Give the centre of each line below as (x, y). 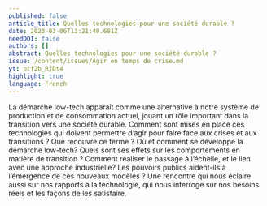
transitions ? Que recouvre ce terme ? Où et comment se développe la (126, 141)
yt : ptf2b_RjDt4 (36, 69)
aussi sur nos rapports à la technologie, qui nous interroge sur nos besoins (134, 184)
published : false (38, 16)
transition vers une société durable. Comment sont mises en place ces (127, 124)
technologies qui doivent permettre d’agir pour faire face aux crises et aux (133, 133)
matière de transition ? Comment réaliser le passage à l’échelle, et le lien (129, 158)
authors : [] (28, 46)
